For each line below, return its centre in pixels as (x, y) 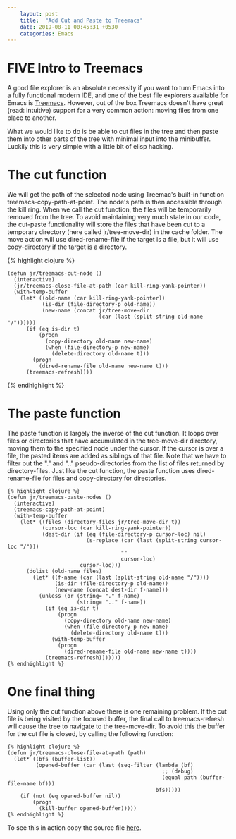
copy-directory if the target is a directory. (67, 247)
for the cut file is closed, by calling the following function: (91, 734)
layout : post (39, 14)
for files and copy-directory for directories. (105, 478)
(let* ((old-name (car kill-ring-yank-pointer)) (93, 298)
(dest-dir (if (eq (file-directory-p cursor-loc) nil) (124, 534)
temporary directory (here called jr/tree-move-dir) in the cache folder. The (115, 232)
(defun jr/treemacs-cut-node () (55, 274)
